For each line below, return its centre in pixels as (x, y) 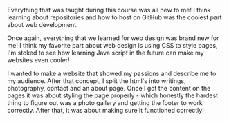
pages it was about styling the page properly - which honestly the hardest (113, 95)
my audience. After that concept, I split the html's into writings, (97, 81)
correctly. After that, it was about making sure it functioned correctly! (106, 110)
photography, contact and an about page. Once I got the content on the (109, 88)
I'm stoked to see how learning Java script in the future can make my (106, 53)
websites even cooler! (39, 60)
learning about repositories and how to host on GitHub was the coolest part (114, 17)
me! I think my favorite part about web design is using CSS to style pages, (112, 45)
